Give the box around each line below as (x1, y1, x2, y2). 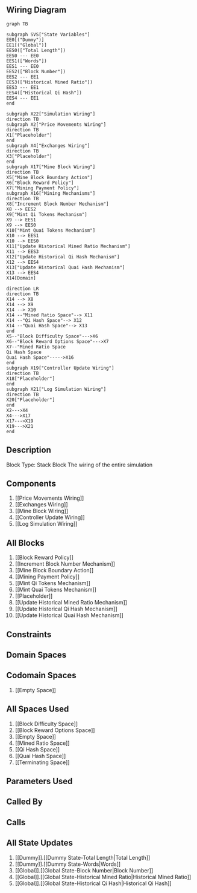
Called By (6, 797, 43, 807)
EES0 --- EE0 (6, 53, 39, 59)
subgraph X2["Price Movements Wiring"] (6, 121, 107, 128)
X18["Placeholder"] (6, 375, 55, 382)
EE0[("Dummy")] (6, 36, 45, 43)
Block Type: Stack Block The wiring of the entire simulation (6, 461, 153, 468)
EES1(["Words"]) (6, 57, 47, 64)
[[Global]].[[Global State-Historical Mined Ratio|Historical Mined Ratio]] (14, 873, 192, 880)
